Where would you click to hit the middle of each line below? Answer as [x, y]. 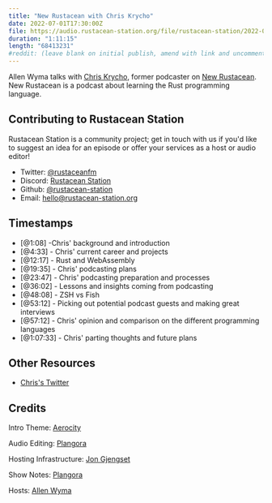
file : [17, 31]
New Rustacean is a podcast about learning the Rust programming [119, 85]
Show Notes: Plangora [46, 475]
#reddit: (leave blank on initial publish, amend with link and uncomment [137, 54]
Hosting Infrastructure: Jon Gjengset [70, 459]
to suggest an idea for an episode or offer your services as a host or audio [132, 148]
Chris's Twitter [45, 383]
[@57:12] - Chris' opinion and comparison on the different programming [140, 320]
